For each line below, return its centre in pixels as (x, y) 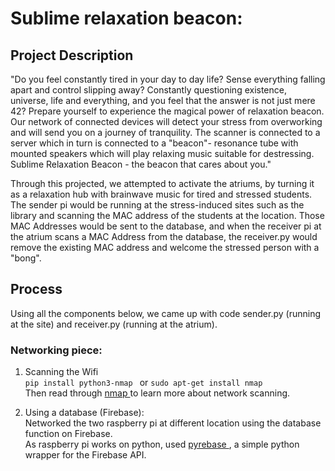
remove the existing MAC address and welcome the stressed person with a (165, 247)
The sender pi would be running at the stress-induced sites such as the (157, 205)
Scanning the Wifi (61, 372)
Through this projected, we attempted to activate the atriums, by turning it (162, 183)
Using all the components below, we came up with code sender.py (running (165, 313)
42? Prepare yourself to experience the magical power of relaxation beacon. (167, 111)
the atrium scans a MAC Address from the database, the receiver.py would (164, 236)
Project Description (72, 55)
